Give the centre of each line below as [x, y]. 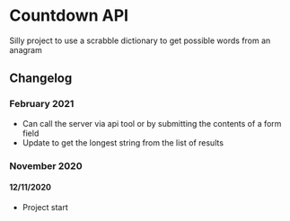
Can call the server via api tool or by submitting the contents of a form [152, 123]
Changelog [41, 79]
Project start [45, 207]
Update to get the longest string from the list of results [123, 142]
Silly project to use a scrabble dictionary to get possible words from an [140, 40]
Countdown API [69, 16]
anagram [26, 49]
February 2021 [42, 104]
